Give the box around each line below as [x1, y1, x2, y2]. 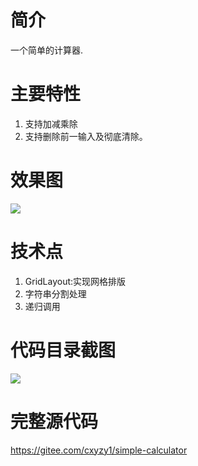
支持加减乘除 [24, 117, 78, 130]
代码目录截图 [10, 339, 117, 361]
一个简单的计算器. [10, 44, 84, 56]
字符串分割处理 [24, 287, 87, 300]
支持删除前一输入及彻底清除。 [24, 130, 148, 142]
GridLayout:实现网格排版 [24, 275, 127, 287]
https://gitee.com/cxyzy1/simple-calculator [10, 444, 188, 456]
